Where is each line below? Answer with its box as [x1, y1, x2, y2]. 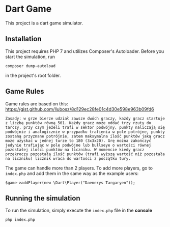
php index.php [5, 217, 36, 222]
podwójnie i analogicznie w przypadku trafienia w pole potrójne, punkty [5, 129, 165, 134]
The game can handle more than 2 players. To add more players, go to [5, 165, 153, 171]
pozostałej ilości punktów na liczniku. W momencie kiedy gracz [5, 147, 145, 152]
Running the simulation [5, 194, 80, 203]
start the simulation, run [5, 53, 55, 60]
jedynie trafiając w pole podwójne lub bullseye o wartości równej [5, 143, 152, 148]
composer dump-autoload [5, 63, 56, 69]
